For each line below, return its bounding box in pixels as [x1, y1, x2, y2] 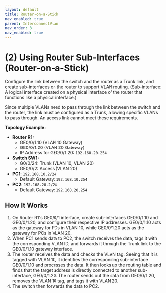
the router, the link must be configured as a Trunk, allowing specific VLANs [5, 109, 158, 115]
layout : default [5, 7, 39, 12]
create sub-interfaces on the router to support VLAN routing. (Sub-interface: [5, 84, 162, 90]
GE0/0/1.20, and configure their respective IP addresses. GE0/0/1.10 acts [12, 220, 161, 225]
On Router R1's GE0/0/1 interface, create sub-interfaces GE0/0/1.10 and [12, 214, 158, 220]
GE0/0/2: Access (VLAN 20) [19, 165, 78, 171]
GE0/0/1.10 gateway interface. [12, 246, 73, 252]
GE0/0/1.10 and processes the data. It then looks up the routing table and [12, 262, 161, 268]
